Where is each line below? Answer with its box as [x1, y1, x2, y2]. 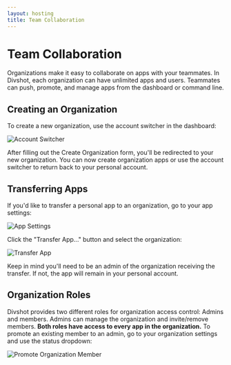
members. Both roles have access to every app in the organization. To [7, 322, 211, 331]
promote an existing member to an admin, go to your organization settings [7, 329, 218, 337]
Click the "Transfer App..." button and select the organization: [7, 236, 183, 244]
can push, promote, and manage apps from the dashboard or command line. [7, 83, 224, 92]
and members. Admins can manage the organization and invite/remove [7, 315, 209, 323]
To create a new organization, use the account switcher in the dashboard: [7, 122, 217, 130]
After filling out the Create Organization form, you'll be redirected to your [7, 149, 214, 157]
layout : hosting [7, 10, 54, 17]
